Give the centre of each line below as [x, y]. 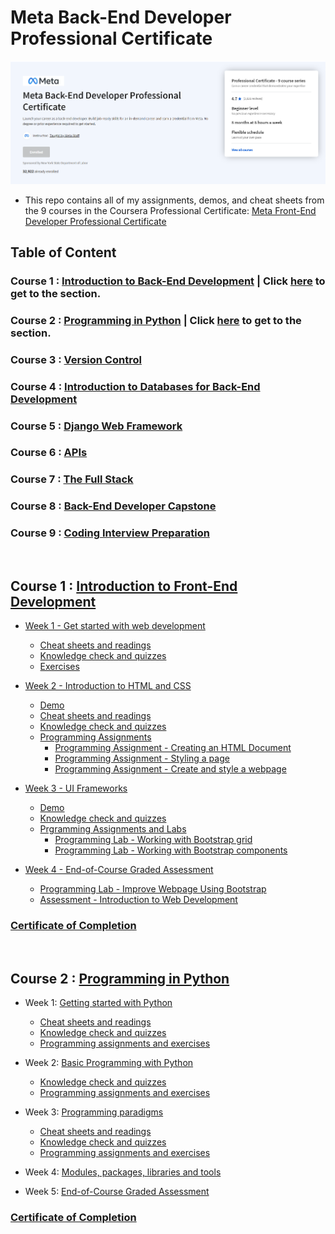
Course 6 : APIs [49, 453]
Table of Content [63, 252]
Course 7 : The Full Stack [72, 479]
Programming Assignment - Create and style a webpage [170, 769]
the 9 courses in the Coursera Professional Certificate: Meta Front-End [170, 210]
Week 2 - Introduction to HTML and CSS [108, 686]
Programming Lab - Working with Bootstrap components [171, 850]
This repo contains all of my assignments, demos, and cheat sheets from [174, 200]
